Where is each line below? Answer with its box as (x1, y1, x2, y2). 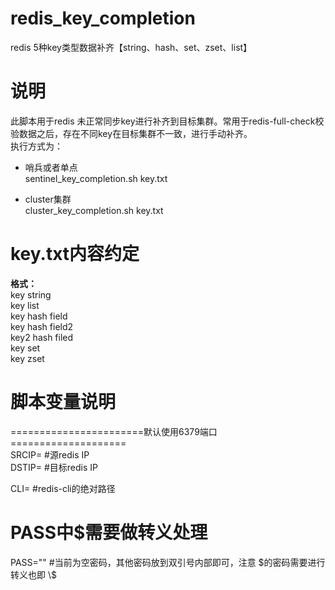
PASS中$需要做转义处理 (10, 521, 208, 544)
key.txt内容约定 (10, 243, 140, 266)
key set (10, 342, 41, 354)
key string (10, 288, 52, 301)
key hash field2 (10, 320, 74, 332)
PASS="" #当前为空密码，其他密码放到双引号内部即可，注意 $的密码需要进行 (10, 556, 326, 568)
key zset (10, 352, 45, 364)
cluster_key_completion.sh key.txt (24, 204, 164, 216)
